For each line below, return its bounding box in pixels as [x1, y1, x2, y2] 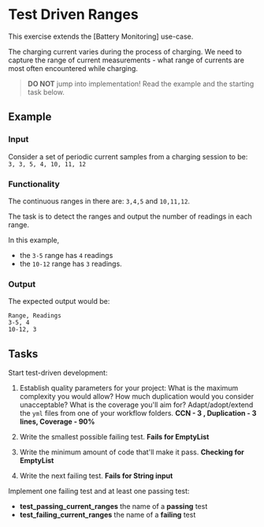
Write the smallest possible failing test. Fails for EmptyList [19, 432, 210, 442]
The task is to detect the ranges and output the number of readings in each [8, 211, 252, 221]
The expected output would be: [8, 297, 110, 306]
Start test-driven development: [8, 368, 108, 378]
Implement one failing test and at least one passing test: [8, 487, 190, 496]
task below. [27, 87, 65, 96]
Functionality [8, 178, 61, 189]
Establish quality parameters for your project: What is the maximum [19, 383, 239, 393]
